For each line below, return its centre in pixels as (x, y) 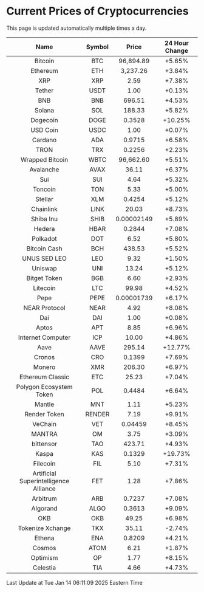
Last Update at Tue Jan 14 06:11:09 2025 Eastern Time (74, 582)
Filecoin (44, 463)
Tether (44, 91)
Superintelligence (44, 481)
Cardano (44, 140)
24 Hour (177, 43)
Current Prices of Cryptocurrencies (98, 11)
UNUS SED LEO (44, 258)
